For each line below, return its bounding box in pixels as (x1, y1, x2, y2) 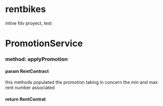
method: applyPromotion (5, 56, 68, 63)
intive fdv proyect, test (5, 20, 52, 26)
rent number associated (5, 84, 55, 91)
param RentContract (5, 68, 49, 74)
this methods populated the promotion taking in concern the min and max (5, 79, 158, 85)
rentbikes (5, 4, 46, 15)
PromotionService (5, 38, 83, 49)
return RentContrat (5, 96, 46, 102)
